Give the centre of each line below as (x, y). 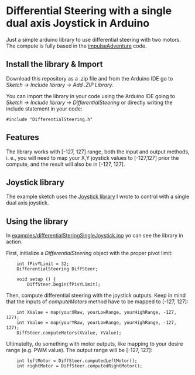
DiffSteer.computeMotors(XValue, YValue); (69, 333)
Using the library (37, 221)
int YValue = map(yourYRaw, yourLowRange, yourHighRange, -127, (97, 323)
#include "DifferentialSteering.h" (49, 119)
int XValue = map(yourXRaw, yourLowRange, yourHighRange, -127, (97, 313)
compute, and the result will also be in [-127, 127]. (66, 164)
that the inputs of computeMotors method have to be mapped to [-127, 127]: (97, 302)
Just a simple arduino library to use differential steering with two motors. (94, 39)
